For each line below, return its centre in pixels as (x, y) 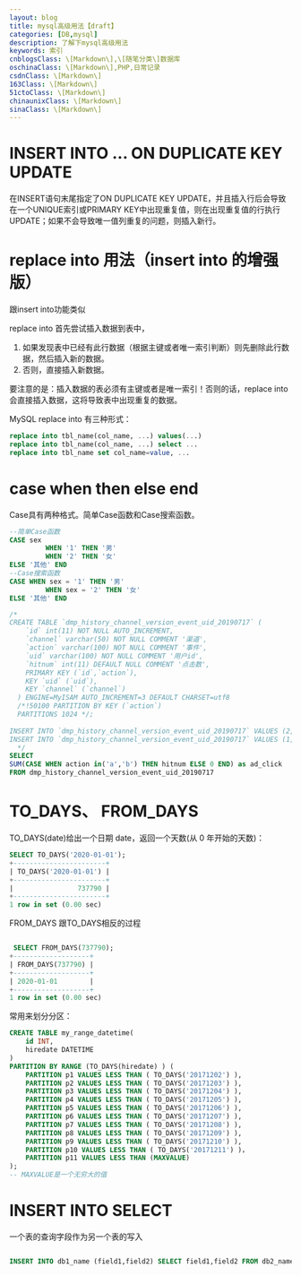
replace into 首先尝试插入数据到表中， (79, 329)
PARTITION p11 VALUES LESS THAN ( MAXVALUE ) (108, 1158)
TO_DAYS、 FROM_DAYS (104, 811)
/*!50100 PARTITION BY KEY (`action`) (90, 706)
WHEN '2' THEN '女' (81, 556)
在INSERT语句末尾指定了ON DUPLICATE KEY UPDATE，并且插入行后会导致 (148, 199)
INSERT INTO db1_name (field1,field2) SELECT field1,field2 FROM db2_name (152, 1261)
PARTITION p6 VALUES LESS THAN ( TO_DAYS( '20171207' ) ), (134, 1116)
